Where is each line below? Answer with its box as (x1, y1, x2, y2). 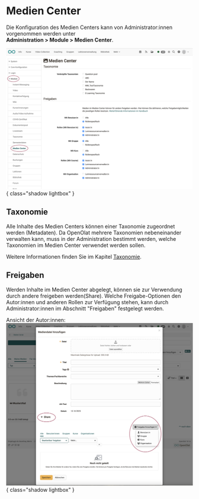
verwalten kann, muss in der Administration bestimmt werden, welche (6, 235, 176, 242)
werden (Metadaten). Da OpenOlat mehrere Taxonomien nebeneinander (6, 229, 182, 236)
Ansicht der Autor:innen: (6, 316, 66, 323)
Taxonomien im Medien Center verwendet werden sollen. (6, 242, 146, 249)
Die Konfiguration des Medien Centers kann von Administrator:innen (6, 24, 173, 31)
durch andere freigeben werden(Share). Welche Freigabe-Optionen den (6, 292, 181, 300)
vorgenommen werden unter (6, 30, 76, 37)
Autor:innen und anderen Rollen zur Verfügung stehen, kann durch (6, 298, 169, 305)
